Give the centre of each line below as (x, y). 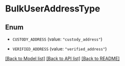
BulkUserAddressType (53, 9)
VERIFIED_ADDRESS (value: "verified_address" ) (59, 49)
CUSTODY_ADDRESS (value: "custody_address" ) (57, 39)
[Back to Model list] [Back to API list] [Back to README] (62, 58)
